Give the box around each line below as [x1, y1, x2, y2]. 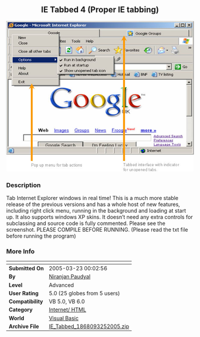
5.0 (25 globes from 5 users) [48, 289, 120, 297]
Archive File [8, 323, 39, 330]
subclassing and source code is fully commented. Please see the [6, 220, 165, 227]
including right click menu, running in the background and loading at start [6, 207, 186, 214]
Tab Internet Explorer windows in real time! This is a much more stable [6, 194, 179, 201]
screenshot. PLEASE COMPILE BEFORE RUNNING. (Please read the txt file [6, 226, 189, 233]
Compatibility [8, 298, 43, 305]
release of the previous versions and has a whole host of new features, [6, 201, 180, 208]
